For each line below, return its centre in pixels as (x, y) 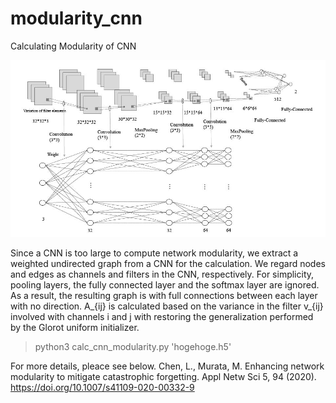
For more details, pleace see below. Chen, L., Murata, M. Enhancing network (167, 366)
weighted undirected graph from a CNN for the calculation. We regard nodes (168, 264)
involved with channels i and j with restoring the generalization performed (162, 317)
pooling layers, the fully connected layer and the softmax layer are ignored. (165, 285)
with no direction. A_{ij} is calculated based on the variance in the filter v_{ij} (167, 306)
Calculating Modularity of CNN (73, 46)
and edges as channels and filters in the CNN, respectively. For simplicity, (162, 274)
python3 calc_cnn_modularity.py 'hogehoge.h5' (133, 347)
